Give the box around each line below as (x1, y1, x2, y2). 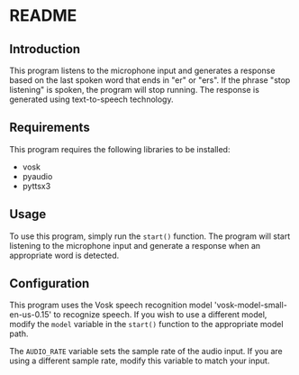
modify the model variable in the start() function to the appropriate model (9, 319, 284, 330)
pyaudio (22, 170, 53, 181)
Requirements (9, 120, 90, 135)
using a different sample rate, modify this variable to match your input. (9, 355, 270, 366)
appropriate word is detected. (9, 250, 120, 261)
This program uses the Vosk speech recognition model (9, 299, 213, 311)
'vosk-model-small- (214, 299, 288, 311)
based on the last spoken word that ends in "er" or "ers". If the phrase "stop (9, 75, 291, 86)
